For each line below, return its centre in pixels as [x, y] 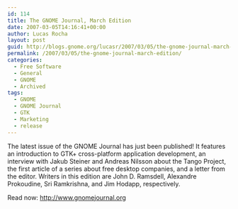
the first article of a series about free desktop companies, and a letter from [116, 169]
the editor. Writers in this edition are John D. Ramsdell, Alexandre [102, 176]
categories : [25, 60]
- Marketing [32, 119]
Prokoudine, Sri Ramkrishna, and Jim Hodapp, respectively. [94, 183]
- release [28, 126]
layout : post [27, 40]
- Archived [30, 86]
